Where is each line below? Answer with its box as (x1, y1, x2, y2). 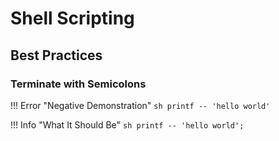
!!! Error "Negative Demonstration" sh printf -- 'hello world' (10, 99, 271, 111)
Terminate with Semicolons (10, 77, 147, 91)
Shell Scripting (10, 7, 135, 30)
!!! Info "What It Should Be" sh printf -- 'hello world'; (10, 118, 245, 131)
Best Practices (10, 47, 103, 64)
